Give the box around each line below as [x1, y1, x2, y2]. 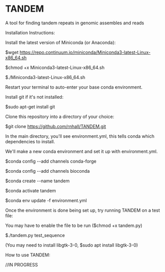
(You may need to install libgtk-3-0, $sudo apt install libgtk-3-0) [5, 242, 138, 248]
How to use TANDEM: [5, 252, 51, 258]
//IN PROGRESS [5, 261, 38, 267]
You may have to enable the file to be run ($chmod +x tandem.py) [5, 222, 143, 228]
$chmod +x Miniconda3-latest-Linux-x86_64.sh [5, 64, 105, 70]
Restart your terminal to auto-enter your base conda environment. [5, 84, 143, 90]
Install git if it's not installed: [5, 94, 64, 100]
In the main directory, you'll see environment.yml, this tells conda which [5, 133, 154, 139]
